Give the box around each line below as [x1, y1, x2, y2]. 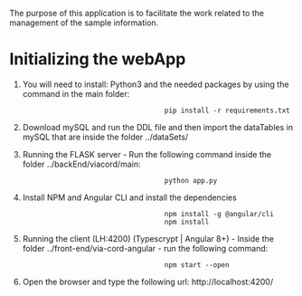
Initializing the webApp [9, 49, 186, 70]
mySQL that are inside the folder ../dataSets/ [22, 131, 189, 142]
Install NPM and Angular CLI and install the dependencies [22, 192, 237, 203]
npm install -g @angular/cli [164, 209, 274, 218]
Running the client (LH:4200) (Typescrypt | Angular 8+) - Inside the [22, 233, 274, 243]
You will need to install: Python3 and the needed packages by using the [22, 79, 289, 90]
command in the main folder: [22, 88, 130, 99]
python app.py [164, 176, 218, 185]
